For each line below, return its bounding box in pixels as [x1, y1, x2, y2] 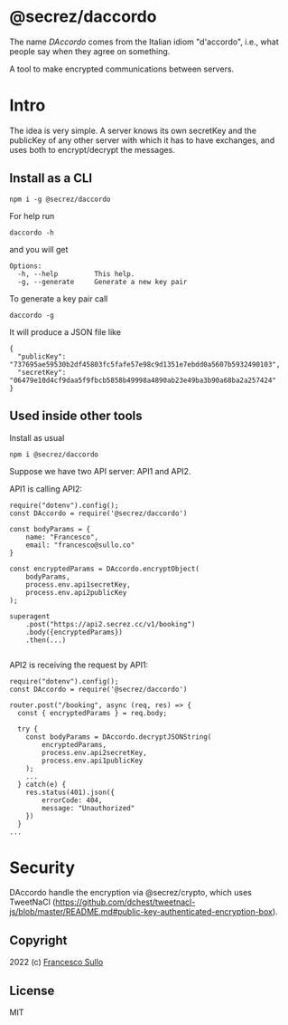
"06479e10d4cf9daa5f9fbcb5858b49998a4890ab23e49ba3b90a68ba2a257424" [9, 376, 277, 385]
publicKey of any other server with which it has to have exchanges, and [9, 134, 275, 146]
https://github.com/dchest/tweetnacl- [55, 896, 196, 907]
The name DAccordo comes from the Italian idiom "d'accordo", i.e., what [9, 36, 280, 47]
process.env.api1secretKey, [25, 580, 131, 589]
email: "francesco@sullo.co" [25, 541, 135, 550]
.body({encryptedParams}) [25, 627, 124, 637]
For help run [9, 210, 55, 221]
